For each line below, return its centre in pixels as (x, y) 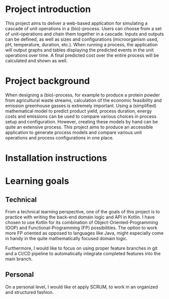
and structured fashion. (30, 292)
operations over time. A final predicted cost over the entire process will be (82, 55)
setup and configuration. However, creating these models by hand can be (81, 121)
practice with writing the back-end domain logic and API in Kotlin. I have (80, 217)
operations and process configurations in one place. (60, 137)
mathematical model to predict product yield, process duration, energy (79, 111)
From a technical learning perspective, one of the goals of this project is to (83, 212)
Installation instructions (56, 158)
